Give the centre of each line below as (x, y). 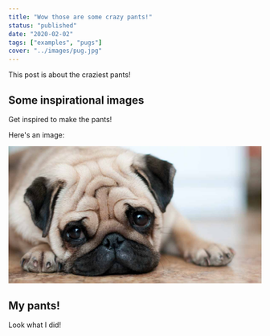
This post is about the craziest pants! (70, 75)
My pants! (34, 306)
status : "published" (43, 25)
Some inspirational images (76, 100)
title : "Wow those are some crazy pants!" (80, 17)
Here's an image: (37, 135)
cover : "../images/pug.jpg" (55, 51)
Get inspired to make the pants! (60, 119)
